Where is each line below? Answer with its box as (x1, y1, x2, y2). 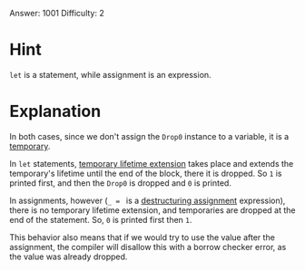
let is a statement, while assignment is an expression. (9, 69, 212, 80)
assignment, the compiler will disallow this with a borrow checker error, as (9, 241, 287, 252)
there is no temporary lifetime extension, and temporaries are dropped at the (9, 204, 296, 216)
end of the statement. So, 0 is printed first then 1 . (9, 214, 192, 225)
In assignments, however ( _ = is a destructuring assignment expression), (9, 195, 286, 206)
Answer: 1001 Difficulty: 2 (9, 8, 104, 18)
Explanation (9, 102, 102, 121)
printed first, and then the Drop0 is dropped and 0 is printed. (9, 177, 231, 189)
